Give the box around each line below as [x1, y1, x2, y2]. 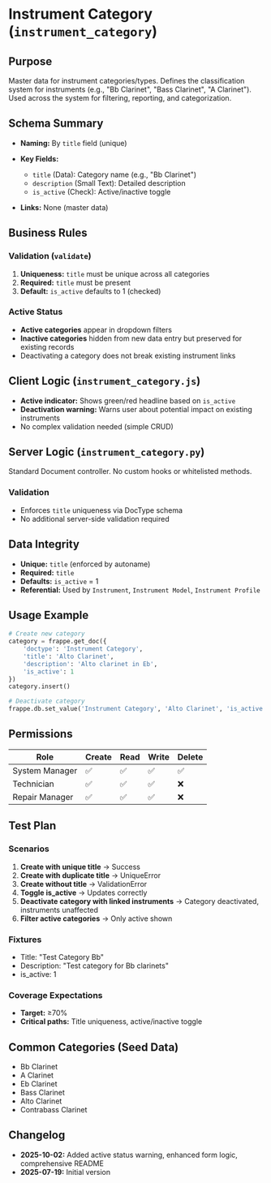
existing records [19, 342, 75, 351]
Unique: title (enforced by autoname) [19, 559, 151, 569]
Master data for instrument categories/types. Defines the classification [8, 76, 245, 85]
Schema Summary [8, 117, 104, 131]
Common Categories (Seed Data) [8, 1040, 179, 1054]
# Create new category [8, 630, 85, 638]
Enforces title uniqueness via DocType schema [19, 505, 183, 515]
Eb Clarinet [19, 1079, 58, 1088]
